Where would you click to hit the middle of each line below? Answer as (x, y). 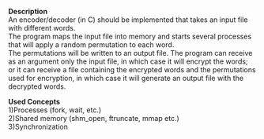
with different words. (42, 28)
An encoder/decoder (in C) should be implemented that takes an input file (128, 20)
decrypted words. (37, 86)
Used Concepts (34, 102)
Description (28, 11)
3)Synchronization (38, 126)
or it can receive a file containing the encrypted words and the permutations (132, 69)
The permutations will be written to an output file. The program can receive (130, 53)
